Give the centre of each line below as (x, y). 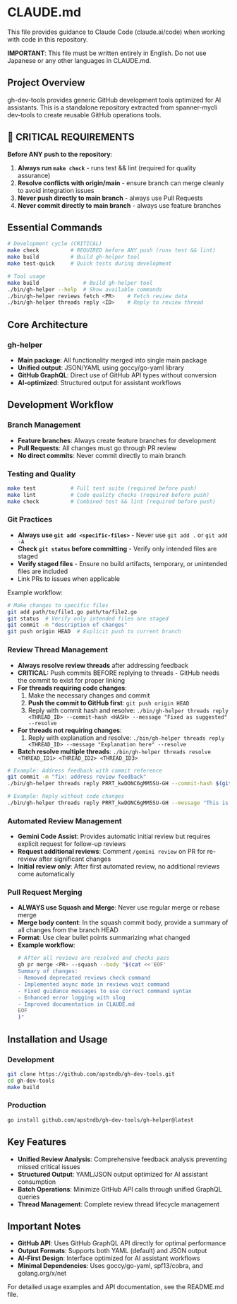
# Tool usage (26, 276)
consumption (37, 1182)
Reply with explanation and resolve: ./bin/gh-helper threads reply (126, 738)
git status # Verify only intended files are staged (88, 618)
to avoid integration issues (56, 190)
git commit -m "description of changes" (68, 625)
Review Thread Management (57, 650)
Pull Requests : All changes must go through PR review (97, 448)
